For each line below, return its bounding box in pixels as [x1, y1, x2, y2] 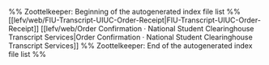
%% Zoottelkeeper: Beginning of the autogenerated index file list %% [8, 7, 241, 16]
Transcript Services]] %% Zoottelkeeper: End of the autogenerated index [8, 41, 253, 51]
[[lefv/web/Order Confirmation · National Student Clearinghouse [40, 24, 254, 33]
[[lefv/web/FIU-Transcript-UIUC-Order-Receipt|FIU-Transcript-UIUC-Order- [8, 15, 262, 25]
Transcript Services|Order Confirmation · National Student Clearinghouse [8, 32, 253, 42]
